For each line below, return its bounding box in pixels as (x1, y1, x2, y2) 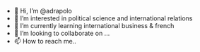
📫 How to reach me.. (13, 37, 76, 45)
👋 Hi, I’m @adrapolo (13, 7, 72, 15)
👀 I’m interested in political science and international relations (13, 14, 193, 22)
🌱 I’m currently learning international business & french (13, 22, 175, 30)
